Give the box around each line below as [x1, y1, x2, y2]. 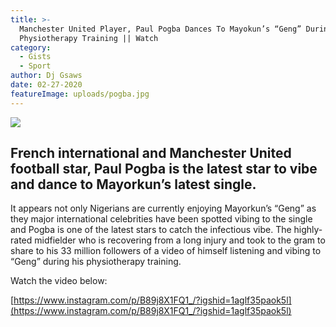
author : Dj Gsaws [10, 71, 83, 81]
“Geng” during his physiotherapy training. [10, 256, 182, 268]
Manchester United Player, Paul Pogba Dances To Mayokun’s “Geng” [19, 24, 302, 34]
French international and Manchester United [10, 145, 292, 162]
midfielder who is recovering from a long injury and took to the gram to [34, 234, 326, 246]
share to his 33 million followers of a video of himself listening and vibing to [10, 245, 322, 257]
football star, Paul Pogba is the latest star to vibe [10, 161, 318, 178]
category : [10, 42, 52, 53]
